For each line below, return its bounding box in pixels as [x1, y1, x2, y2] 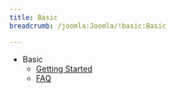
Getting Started [35, 63, 92, 74]
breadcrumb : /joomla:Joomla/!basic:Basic [9, 21, 167, 30]
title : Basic [9, 13, 58, 22]
